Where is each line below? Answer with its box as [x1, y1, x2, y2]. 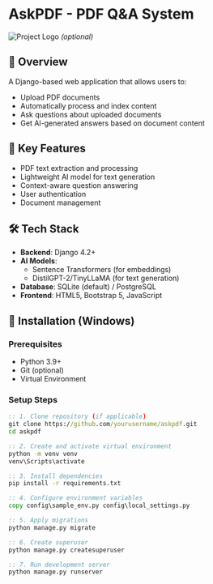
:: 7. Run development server [8, 561, 111, 569]
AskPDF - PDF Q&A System [8, 5, 194, 23]
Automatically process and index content [19, 100, 157, 110]
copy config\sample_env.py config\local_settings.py [8, 501, 190, 510]
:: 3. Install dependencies [8, 471, 104, 480]
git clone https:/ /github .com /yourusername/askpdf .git [8, 420, 198, 428]
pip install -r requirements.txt [8, 480, 121, 488]
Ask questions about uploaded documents [19, 109, 162, 119]
